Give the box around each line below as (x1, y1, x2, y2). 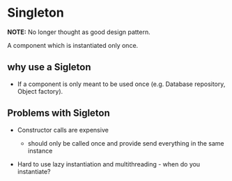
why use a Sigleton (7, 61, 92, 74)
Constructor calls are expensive (17, 126, 109, 134)
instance (27, 146, 53, 155)
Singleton (7, 5, 64, 21)
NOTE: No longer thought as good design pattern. (7, 28, 151, 36)
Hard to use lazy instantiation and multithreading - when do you (17, 160, 201, 168)
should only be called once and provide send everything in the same (27, 139, 224, 147)
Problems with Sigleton (7, 107, 110, 119)
